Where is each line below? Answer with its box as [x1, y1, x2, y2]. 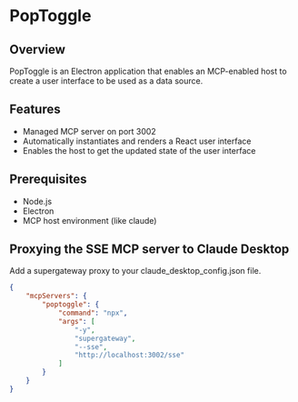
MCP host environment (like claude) [22, 215, 157, 226]
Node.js [22, 196, 53, 206]
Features [9, 102, 61, 117]
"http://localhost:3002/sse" [74, 351, 184, 360]
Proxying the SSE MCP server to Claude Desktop [9, 242, 290, 257]
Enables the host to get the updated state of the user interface [22, 145, 256, 156]
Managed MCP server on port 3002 [22, 126, 156, 136]
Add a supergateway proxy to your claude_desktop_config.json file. [9, 266, 262, 276]
